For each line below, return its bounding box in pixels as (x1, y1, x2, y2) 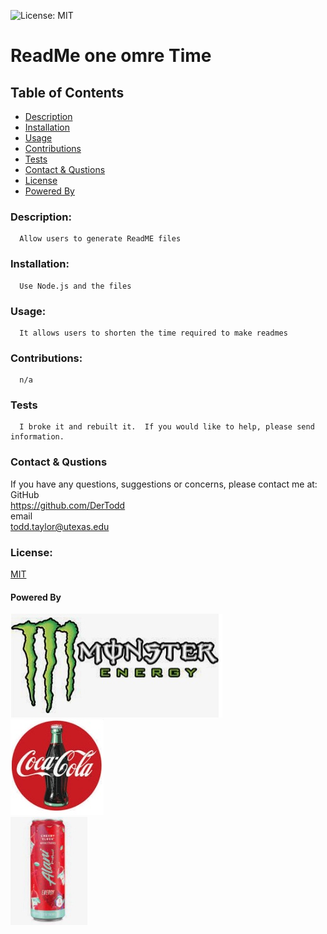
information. (10, 432, 65, 442)
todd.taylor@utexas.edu (10, 520, 110, 532)
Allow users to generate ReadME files (19, 234, 182, 244)
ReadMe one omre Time (10, 45, 212, 67)
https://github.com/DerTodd (10, 499, 126, 511)
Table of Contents (10, 84, 125, 101)
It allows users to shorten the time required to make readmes (19, 328, 288, 338)
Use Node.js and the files (19, 281, 132, 291)
